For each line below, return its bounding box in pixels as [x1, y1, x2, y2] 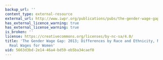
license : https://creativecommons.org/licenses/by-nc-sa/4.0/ [5, 34, 133, 39]
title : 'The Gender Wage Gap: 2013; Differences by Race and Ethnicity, [5, 39, 155, 44]
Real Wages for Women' [9, 43, 55, 48]
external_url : [5, 16, 34, 21]
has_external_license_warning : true [5, 25, 79, 30]
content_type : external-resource [5, 12, 73, 16]
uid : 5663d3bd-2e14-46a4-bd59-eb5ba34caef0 [5, 47, 95, 52]
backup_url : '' [5, 7, 36, 12]
